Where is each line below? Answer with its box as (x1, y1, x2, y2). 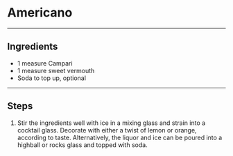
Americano (7, 5, 73, 21)
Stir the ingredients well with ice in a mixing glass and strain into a (17, 119, 206, 127)
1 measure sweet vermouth (17, 66, 95, 75)
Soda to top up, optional (17, 74, 87, 82)
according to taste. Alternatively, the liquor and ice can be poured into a (17, 133, 223, 142)
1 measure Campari (17, 59, 73, 67)
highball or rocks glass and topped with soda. (17, 140, 148, 149)
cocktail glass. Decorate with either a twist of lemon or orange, (17, 126, 197, 134)
